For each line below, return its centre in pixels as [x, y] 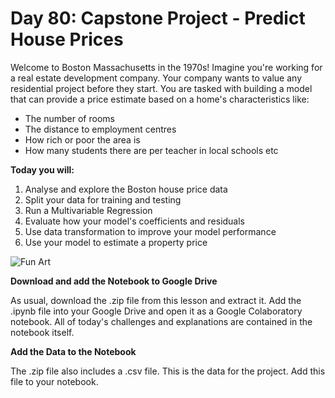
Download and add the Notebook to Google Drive [114, 281]
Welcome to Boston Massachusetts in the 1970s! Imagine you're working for [166, 67]
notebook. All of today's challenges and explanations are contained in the [161, 321]
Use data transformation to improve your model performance [150, 231]
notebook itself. [42, 332]
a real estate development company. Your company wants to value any [156, 78]
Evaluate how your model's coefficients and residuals [135, 221]
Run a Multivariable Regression [88, 210]
